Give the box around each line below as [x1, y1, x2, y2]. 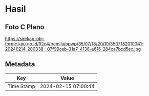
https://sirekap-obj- [5, 36, 45, 41]
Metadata [5, 60, 35, 69]
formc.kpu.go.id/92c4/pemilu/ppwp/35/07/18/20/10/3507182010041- [5, 41, 144, 47]
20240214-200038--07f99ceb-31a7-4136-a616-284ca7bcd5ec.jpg [5, 46, 141, 52]
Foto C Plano [5, 23, 44, 31]
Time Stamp [7, 83, 36, 90]
